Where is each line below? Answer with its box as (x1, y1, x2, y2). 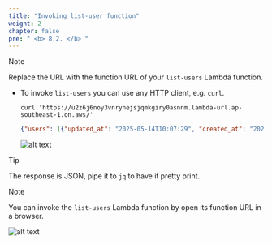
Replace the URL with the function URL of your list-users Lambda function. (8, 72, 264, 82)
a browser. (8, 212, 44, 221)
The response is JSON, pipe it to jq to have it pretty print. (8, 171, 201, 181)
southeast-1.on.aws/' (19, 111, 93, 119)
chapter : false (8, 27, 60, 35)
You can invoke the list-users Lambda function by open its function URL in (8, 203, 261, 212)
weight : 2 (8, 19, 42, 28)
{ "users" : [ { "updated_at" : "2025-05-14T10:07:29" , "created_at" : (19, 125, 246, 134)
